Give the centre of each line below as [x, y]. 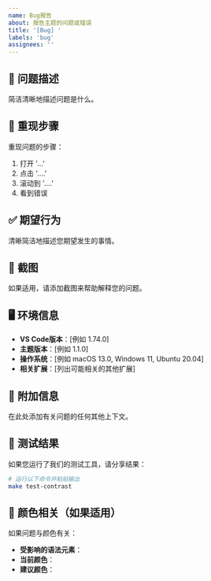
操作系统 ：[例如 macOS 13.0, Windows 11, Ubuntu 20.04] [112, 359]
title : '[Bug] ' [35, 30]
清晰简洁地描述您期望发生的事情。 [63, 240]
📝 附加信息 [33, 396]
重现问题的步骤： [36, 146]
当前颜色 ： [37, 560]
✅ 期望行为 [35, 220]
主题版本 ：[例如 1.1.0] [54, 349]
